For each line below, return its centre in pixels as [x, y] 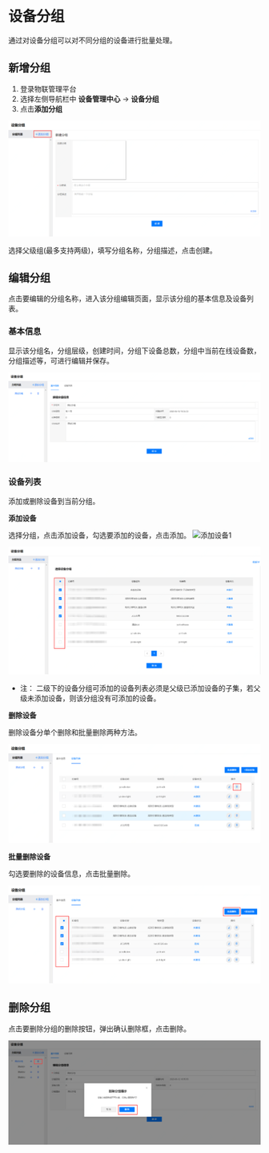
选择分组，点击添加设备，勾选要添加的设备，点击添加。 [99, 535]
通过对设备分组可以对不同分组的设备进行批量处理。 [92, 40]
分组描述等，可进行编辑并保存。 [61, 360]
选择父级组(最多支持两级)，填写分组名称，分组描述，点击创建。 [113, 250]
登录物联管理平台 [48, 88]
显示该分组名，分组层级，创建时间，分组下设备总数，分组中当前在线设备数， [134, 351]
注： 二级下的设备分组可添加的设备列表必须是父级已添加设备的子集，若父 [140, 688]
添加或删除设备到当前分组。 [54, 501]
